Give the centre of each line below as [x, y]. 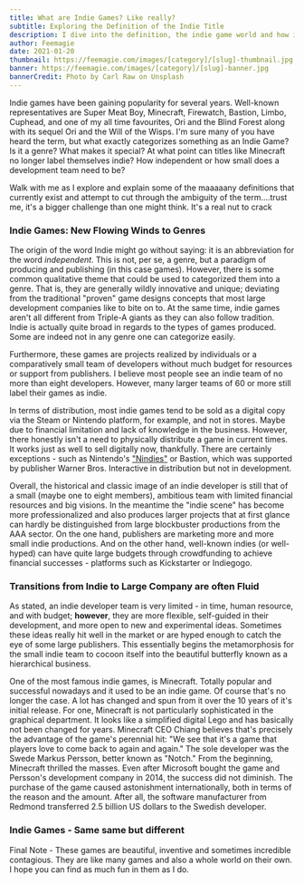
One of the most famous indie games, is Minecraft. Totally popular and [141, 682]
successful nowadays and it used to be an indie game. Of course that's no [148, 691]
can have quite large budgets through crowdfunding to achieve [155, 553]
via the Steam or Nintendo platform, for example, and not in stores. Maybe [147, 420]
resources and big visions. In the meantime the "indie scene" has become [147, 505]
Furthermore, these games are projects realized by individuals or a [133, 355]
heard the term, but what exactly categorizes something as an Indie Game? [149, 141]
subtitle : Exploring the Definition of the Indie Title [117, 26]
